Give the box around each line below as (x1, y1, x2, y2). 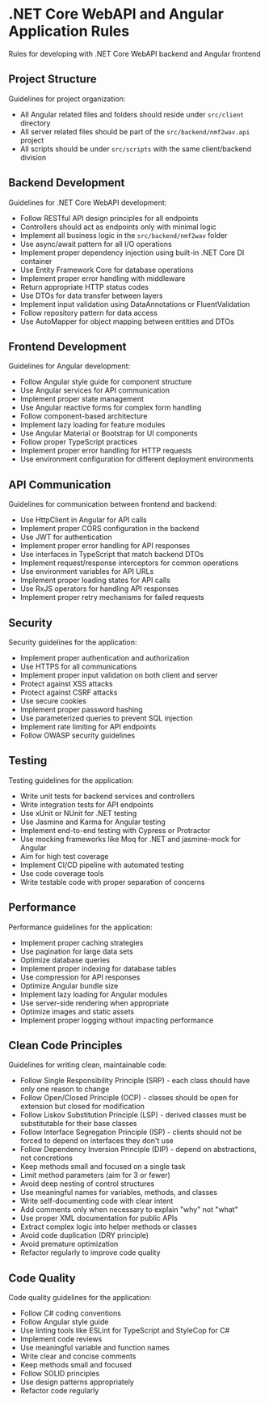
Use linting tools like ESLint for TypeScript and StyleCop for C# (19, 1325, 230, 1336)
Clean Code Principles (8, 1039, 123, 1052)
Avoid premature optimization (19, 1239, 119, 1249)
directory (19, 118, 51, 128)
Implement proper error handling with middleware (19, 273, 186, 283)
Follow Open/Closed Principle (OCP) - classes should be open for (19, 1093, 239, 1103)
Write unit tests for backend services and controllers (19, 791, 195, 801)
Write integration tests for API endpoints (19, 799, 153, 810)
